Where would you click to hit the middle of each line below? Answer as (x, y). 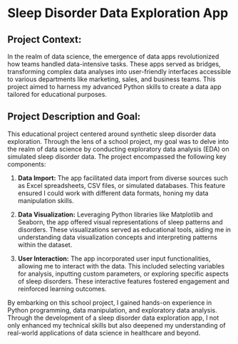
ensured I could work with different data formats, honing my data (113, 193)
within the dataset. (45, 244)
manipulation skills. (46, 200)
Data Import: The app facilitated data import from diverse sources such (123, 178)
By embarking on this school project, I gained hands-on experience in (110, 302)
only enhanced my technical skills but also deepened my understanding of (117, 325)
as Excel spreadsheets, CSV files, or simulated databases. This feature (121, 185)
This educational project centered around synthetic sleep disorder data (112, 134)
